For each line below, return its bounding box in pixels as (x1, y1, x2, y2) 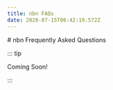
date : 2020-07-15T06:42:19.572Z (7, 17, 101, 24)
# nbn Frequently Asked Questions (7, 35, 106, 44)
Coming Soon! (7, 62, 49, 71)
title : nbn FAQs (7, 10, 54, 17)
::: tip (7, 49, 22, 57)
